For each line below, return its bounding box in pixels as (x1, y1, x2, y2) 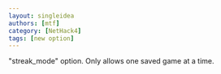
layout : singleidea (8, 11, 75, 20)
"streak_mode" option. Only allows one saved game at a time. (8, 56, 214, 66)
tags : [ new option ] (8, 34, 75, 43)
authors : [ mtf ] (8, 19, 60, 27)
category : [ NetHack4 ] (8, 27, 82, 35)
